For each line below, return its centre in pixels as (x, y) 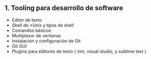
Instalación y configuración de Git (46, 41)
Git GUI (19, 46)
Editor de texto (27, 20)
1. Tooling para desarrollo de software (64, 8)
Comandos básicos (31, 30)
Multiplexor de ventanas (36, 35)
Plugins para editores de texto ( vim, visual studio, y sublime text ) (79, 51)
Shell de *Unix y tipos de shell (43, 25)
